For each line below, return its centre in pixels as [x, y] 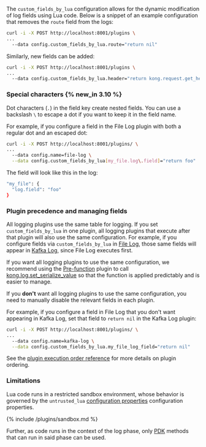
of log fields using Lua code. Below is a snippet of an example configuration [102, 15]
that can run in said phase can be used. [56, 437]
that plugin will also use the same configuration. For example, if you [92, 237]
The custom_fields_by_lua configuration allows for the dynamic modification [103, 9]
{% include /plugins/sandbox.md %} [52, 419]
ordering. [18, 365]
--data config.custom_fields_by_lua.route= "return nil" [85, 44]
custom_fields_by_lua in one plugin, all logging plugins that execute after [98, 231]
